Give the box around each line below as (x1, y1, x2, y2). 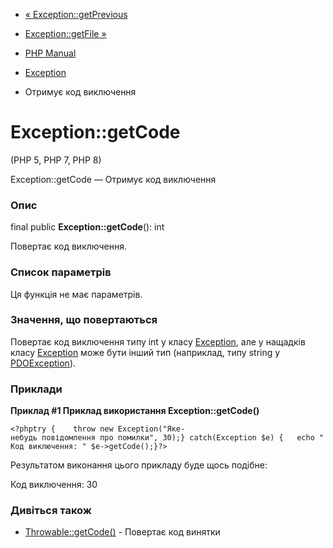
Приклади (10, 382, 63, 396)
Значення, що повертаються (10, 313, 158, 327)
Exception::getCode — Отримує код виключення (10, 173, 217, 185)
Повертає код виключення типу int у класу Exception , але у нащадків (10, 335, 306, 348)
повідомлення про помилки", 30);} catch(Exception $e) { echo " (41, 433, 325, 443)
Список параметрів (10, 265, 112, 279)
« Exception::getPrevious (24, 9, 128, 20)
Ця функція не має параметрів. (10, 288, 143, 300)
